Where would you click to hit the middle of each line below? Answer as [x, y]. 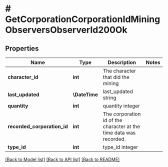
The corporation [122, 114]
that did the [116, 77]
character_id [23, 77]
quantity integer [121, 106]
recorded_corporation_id [38, 126]
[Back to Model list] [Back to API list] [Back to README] [62, 159]
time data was [119, 133]
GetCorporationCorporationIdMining [83, 19]
